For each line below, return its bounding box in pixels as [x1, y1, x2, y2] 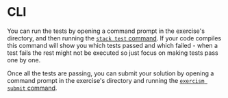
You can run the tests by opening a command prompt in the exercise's [7, 27, 205, 35]
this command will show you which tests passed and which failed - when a [7, 41, 218, 49]
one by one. [7, 56, 41, 64]
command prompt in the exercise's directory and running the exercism [7, 76, 205, 84]
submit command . [7, 84, 58, 92]
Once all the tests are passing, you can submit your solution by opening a [7, 69, 214, 77]
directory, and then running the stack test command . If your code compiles [7, 34, 221, 42]
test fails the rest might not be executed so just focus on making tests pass [7, 49, 218, 57]
